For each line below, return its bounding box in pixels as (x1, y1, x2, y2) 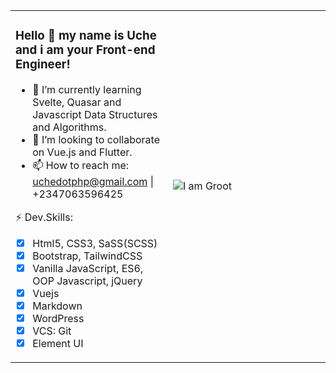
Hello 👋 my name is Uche (15, 28, 157, 44)
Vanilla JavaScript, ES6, (32, 261, 144, 275)
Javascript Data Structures (32, 107, 158, 121)
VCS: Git (32, 324, 72, 338)
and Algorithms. (32, 120, 107, 134)
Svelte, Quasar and (32, 95, 122, 109)
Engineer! (15, 57, 71, 73)
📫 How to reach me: (32, 158, 130, 172)
